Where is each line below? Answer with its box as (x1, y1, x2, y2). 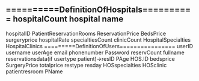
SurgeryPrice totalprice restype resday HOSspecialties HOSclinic (5, 61, 167, 68)
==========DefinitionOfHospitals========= (5, 5, 191, 15)
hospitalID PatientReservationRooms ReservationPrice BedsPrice (5, 30, 167, 37)
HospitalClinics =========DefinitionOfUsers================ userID (5, 42, 194, 49)
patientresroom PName (5, 68, 63, 75)
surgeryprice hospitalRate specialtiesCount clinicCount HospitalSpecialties (5, 36, 191, 43)
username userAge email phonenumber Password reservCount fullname (5, 49, 185, 56)
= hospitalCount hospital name (5, 14, 124, 24)
